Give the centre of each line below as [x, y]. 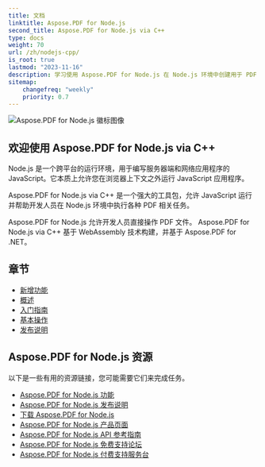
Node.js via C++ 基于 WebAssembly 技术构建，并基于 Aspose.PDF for [122, 232]
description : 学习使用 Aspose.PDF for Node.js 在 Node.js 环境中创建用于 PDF [132, 75]
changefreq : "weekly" [58, 89]
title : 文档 [27, 15]
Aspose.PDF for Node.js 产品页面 [74, 424]
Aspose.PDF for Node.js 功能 [67, 395]
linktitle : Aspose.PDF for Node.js [67, 23]
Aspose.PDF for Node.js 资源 [81, 357]
